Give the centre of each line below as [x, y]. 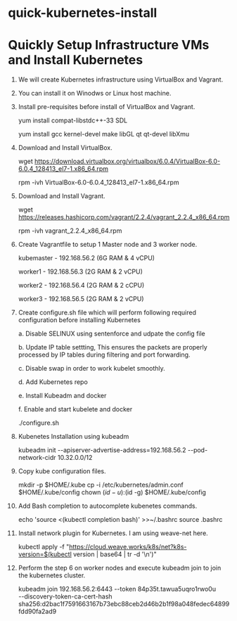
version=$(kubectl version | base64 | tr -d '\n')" [87, 554]
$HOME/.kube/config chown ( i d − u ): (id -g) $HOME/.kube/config [112, 492]
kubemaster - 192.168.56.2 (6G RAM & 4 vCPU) [87, 258]
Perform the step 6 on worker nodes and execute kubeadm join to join [120, 568]
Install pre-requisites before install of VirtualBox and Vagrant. [107, 107]
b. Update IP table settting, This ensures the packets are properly [113, 347]
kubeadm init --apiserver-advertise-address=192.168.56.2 [102, 450]
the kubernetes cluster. [52, 575]
